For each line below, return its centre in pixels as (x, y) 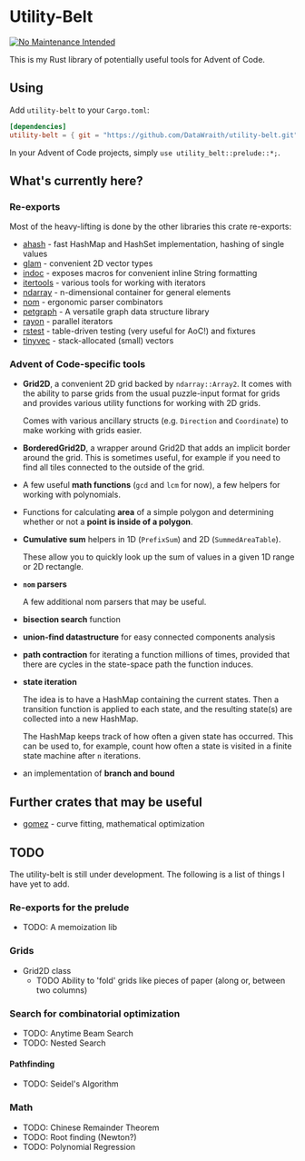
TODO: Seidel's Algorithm (71, 1084)
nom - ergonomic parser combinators (93, 303)
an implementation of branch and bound (98, 773)
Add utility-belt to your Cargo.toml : (79, 110)
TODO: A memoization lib (70, 928)
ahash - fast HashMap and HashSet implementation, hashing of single (153, 244)
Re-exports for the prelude (69, 908)
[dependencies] (38, 126)
